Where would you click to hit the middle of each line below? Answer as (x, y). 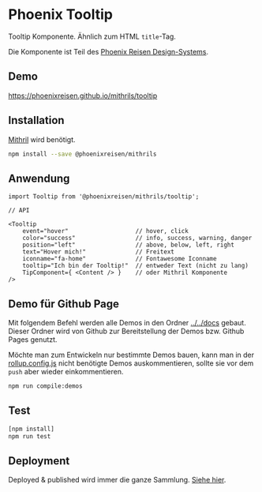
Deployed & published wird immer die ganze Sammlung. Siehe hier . (117, 480)
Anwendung (39, 178)
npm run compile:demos (45, 386)
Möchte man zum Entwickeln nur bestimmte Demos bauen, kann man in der (131, 355)
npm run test (30, 436)
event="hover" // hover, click (106, 231)
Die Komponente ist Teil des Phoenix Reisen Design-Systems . (109, 51)
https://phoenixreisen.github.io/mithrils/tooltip (83, 96)
